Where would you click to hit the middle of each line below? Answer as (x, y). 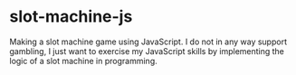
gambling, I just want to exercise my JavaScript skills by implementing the (147, 51)
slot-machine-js (71, 17)
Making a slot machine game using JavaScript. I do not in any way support (148, 42)
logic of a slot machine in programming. (83, 61)
